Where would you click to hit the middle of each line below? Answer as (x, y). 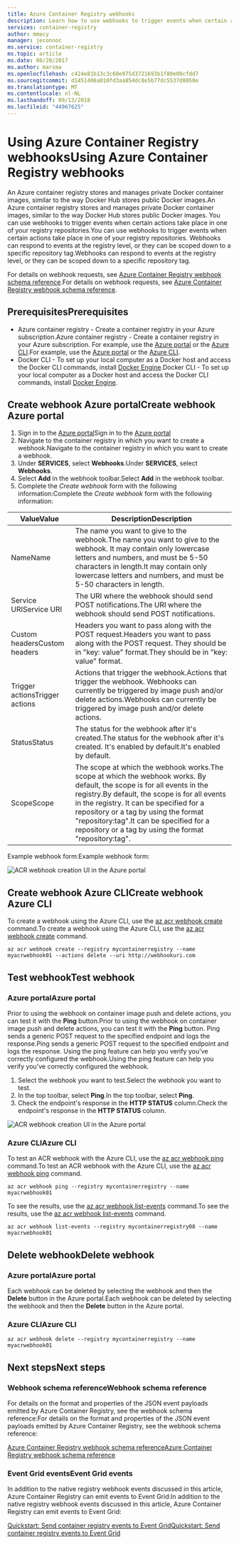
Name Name (31, 557)
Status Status (32, 742)
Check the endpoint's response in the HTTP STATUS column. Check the (122, 1103)
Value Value (39, 519)
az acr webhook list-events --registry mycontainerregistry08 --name (113, 1227)
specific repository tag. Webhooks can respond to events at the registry (112, 253)
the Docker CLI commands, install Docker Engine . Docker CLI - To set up (123, 367)
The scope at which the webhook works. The (149, 767)
